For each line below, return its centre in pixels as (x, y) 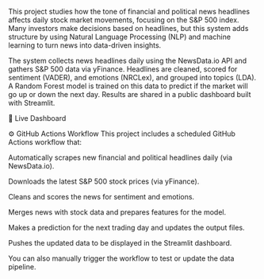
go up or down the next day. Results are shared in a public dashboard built (130, 94)
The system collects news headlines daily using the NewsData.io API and (128, 60)
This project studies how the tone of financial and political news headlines (129, 12)
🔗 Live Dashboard (37, 118)
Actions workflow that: (45, 142)
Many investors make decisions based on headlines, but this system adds (128, 28)
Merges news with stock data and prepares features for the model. (117, 212)
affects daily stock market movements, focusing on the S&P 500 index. (124, 20)
